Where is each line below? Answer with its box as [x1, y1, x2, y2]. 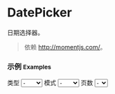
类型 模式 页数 [7, 79, 94, 87]
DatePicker [7, 5, 73, 21]
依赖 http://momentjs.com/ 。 [24, 43, 107, 51]
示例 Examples [7, 62, 52, 71]
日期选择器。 [7, 28, 44, 36]
